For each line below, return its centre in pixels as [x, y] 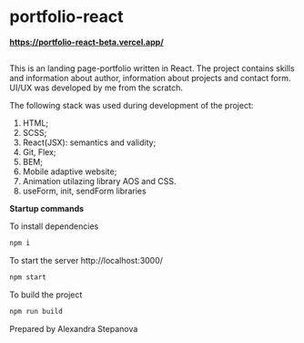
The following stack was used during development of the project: [132, 106]
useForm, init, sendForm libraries [85, 191]
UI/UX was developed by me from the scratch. [96, 88]
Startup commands [47, 209]
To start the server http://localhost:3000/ [86, 261]
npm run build [36, 312]
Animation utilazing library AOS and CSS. [99, 182]
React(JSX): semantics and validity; [89, 142]
